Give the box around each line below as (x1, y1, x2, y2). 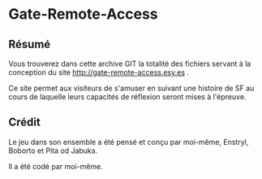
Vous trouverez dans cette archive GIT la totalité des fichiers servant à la (8, 59, 251, 68)
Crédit (8, 116, 41, 129)
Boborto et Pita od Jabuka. (8, 146, 98, 155)
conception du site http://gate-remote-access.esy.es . (8, 68, 189, 77)
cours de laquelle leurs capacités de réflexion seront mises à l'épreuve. (8, 92, 247, 102)
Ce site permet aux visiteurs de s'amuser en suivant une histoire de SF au (8, 83, 255, 93)
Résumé (8, 37, 51, 51)
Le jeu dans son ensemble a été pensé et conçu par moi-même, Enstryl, (8, 137, 249, 146)
